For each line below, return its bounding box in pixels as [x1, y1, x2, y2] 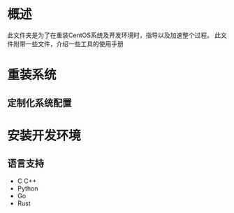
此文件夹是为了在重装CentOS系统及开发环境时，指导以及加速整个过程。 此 [7, 31, 221, 39]
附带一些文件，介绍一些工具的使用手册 [13, 39, 124, 48]
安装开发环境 [7, 128, 82, 144]
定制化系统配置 [7, 97, 72, 109]
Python [17, 184, 38, 193]
